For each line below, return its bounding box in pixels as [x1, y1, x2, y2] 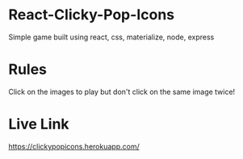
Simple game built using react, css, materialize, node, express [8, 32, 215, 42]
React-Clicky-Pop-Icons [8, 6, 175, 24]
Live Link [8, 115, 70, 133]
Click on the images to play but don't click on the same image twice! [8, 87, 236, 96]
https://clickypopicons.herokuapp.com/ [8, 141, 140, 151]
